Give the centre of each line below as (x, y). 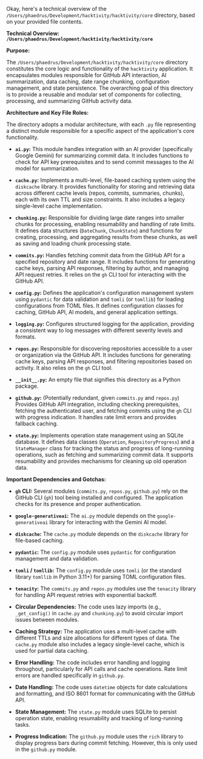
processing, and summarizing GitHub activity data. (69, 101)
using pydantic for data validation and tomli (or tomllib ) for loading (99, 299)
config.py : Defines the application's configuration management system (104, 293)
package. (27, 386)
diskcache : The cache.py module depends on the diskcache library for (102, 534)
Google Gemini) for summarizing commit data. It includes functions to (102, 155)
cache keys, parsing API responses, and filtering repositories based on (103, 361)
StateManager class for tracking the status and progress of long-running (104, 448)
